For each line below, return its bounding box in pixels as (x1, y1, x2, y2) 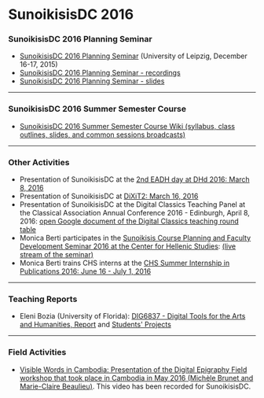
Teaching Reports (8, 293, 78, 304)
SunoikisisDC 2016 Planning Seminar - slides (19, 76, 165, 86)
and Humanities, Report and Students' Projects (19, 320, 171, 330)
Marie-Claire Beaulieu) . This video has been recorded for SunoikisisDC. (19, 381, 251, 391)
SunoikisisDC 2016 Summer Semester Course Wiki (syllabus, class (19, 121, 236, 131)
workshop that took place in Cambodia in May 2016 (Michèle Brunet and (19, 373, 254, 382)
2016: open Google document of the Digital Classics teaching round (19, 216, 239, 226)
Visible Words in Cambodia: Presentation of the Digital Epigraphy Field (19, 364, 247, 374)
